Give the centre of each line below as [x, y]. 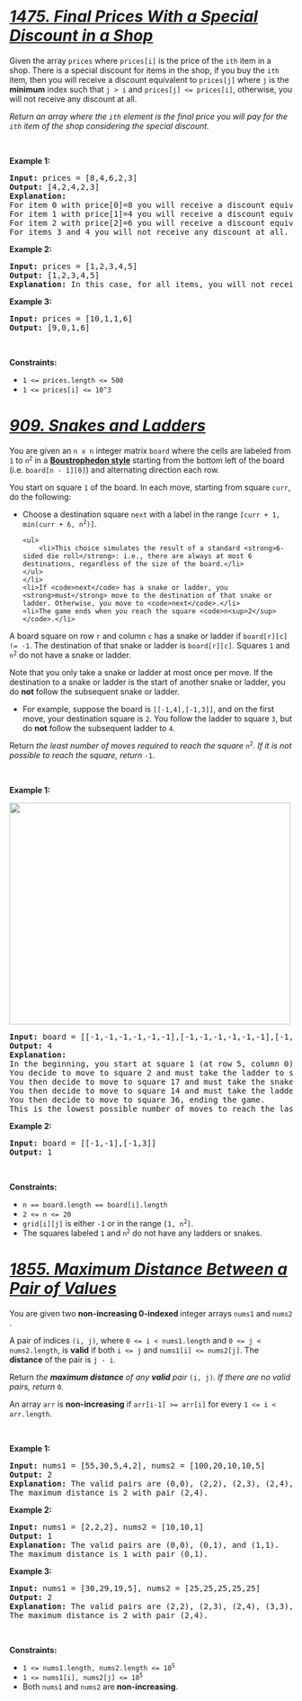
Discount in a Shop [81, 36]
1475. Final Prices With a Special [134, 17]
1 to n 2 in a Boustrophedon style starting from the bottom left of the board [147, 460]
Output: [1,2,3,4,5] [55, 275]
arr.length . [31, 1413]
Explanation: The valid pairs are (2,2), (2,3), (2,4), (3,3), [151, 1606]
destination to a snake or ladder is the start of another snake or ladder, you [147, 682]
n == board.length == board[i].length [95, 1205]
